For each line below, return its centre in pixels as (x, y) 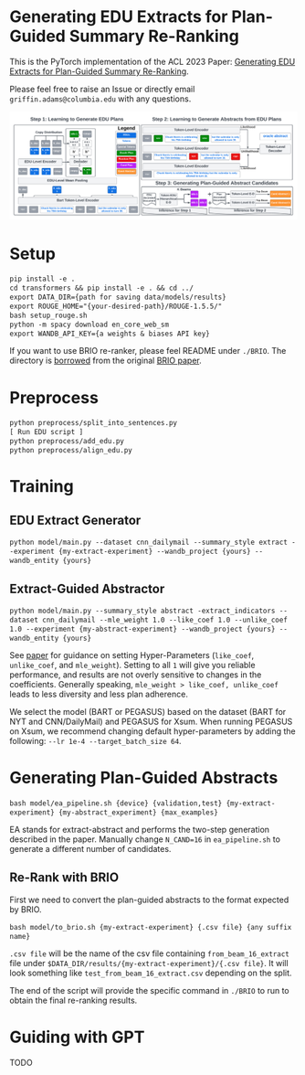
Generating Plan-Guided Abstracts (144, 778)
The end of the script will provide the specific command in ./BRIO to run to (149, 990)
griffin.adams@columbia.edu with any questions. (100, 99)
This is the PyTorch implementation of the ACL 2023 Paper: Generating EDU (152, 61)
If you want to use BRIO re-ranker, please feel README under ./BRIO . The (148, 351)
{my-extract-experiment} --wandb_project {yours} (154, 552)
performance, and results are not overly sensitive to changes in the (136, 675)
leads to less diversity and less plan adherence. (99, 694)
